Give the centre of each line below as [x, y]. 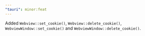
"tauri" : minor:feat [26, 9]
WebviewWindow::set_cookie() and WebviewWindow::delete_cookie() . [73, 28]
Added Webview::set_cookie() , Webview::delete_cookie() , [63, 23]
